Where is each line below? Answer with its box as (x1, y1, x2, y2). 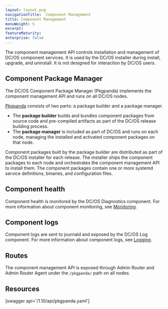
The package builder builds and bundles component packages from (12, 113, 154, 119)
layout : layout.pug (5, 7, 46, 13)
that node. (12, 139, 34, 145)
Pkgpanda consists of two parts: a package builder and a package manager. (5, 102, 163, 109)
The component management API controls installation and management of (5, 49, 159, 55)
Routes (5, 251, 28, 260)
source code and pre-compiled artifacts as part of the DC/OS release (12, 118, 156, 124)
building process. (12, 123, 49, 129)
